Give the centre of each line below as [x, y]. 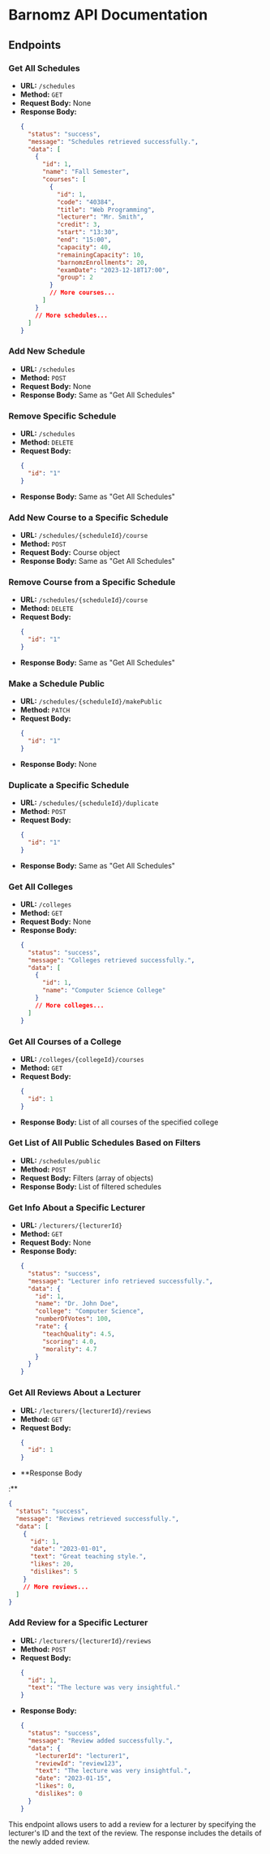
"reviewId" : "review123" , [79, 1763]
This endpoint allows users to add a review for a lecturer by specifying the [133, 1824]
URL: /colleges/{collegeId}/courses [82, 1059]
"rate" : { [51, 1327]
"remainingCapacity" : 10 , [100, 255]
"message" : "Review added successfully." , [101, 1740]
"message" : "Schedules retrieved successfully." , [113, 141]
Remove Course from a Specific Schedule [92, 582]
